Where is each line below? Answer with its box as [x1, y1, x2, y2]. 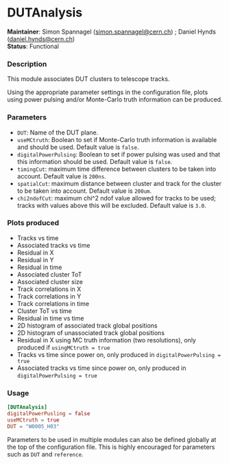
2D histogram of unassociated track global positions [16, 328, 165, 337]
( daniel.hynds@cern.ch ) [7, 34, 75, 43]
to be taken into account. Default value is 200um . [16, 187, 152, 195]
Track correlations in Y [16, 292, 82, 300]
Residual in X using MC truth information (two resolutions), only [16, 336, 197, 344]
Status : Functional [7, 42, 60, 50]
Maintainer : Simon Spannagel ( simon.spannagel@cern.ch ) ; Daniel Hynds [7, 27, 216, 36]
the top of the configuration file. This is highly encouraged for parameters [7, 443, 215, 451]
